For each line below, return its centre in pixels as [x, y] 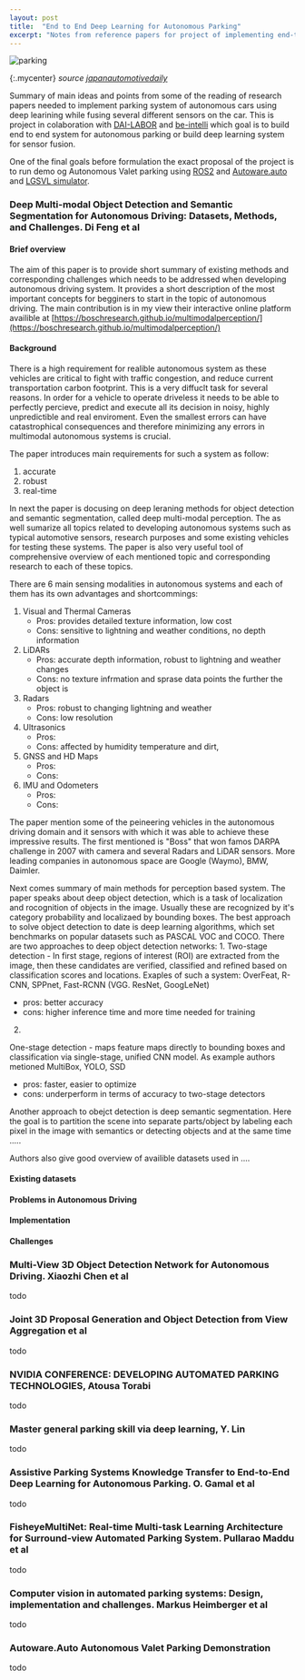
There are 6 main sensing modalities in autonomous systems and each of [146, 584]
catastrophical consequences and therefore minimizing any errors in [137, 426]
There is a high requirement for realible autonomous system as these [138, 368]
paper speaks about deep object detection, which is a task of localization [146, 898]
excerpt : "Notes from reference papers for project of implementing [142, 35]
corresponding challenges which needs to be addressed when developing [148, 279]
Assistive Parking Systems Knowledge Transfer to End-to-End [150, 1473]
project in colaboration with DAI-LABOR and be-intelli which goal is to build [150, 125]
